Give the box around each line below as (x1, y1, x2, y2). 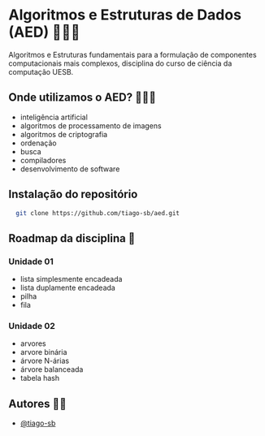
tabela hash (20, 373, 60, 383)
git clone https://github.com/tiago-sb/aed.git (15, 209, 180, 217)
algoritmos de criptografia (20, 129, 108, 139)
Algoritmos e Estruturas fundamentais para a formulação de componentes (8, 50, 258, 59)
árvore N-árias (20, 356, 70, 366)
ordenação (20, 138, 57, 148)
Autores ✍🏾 (8, 396, 67, 411)
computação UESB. (8, 67, 74, 76)
